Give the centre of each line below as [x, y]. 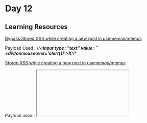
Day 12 [19, 9]
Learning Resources [36, 27]
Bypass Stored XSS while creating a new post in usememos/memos [73, 38]
